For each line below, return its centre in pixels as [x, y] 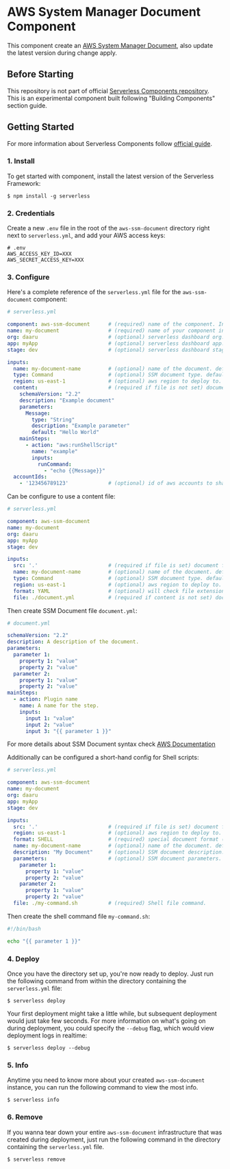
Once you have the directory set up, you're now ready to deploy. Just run [110, 974]
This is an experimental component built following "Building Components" [111, 98]
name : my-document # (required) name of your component [111, 331]
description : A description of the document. [73, 642]
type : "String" [53, 420]
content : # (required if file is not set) [108, 388]
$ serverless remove [37, 1159]
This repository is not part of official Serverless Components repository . [108, 91]
